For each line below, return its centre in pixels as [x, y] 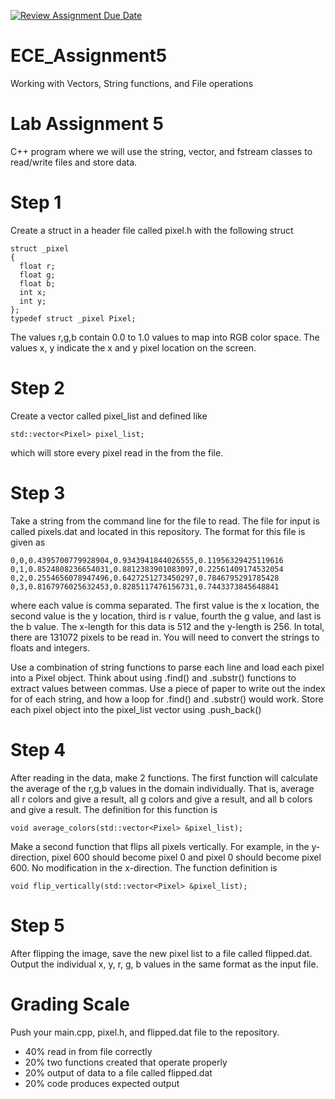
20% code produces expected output [102, 1083]
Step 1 [36, 202]
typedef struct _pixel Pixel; [73, 318]
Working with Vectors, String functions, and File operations [132, 83]
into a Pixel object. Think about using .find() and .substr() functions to [153, 677]
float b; [37, 283]
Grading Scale [70, 1004]
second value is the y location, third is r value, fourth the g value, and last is [166, 616]
